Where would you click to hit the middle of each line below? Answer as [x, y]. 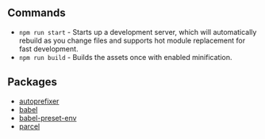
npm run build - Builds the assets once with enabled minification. [125, 57]
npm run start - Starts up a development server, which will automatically [138, 32]
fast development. [48, 49]
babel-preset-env [48, 118]
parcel [29, 126]
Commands [37, 13]
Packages [32, 82]
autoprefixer [39, 101]
